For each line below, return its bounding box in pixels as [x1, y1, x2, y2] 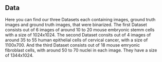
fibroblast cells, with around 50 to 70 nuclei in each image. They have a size [5, 47, 157, 53]
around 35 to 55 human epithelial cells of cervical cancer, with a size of [5, 37, 148, 43]
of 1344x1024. [5, 52, 34, 58]
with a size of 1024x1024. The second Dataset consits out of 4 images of [5, 32, 151, 37]
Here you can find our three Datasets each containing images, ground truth [5, 16, 156, 22]
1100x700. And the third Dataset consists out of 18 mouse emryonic [5, 42, 140, 48]
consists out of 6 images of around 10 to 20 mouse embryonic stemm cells [5, 26, 155, 33]
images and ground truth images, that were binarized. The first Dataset [5, 22, 147, 27]
